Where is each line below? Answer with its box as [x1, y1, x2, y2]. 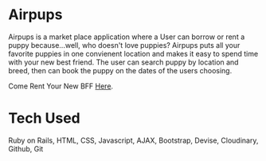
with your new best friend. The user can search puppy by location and [8, 57, 239, 67]
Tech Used [8, 109, 81, 128]
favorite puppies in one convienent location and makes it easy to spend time [8, 49, 259, 58]
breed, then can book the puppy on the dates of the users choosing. [8, 65, 233, 75]
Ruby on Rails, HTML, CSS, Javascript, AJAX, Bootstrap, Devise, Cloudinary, [8, 135, 259, 145]
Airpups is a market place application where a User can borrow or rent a [8, 32, 245, 41]
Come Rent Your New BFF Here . [8, 81, 114, 91]
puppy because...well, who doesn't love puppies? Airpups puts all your [8, 40, 241, 49]
